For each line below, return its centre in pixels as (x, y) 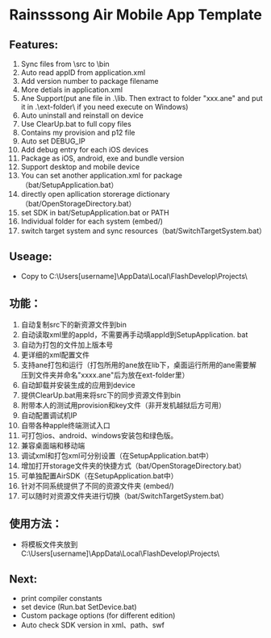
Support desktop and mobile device (80, 167)
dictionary (153, 194)
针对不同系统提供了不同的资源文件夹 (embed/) (97, 486)
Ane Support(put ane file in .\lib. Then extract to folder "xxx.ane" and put (142, 98)
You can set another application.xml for (86, 175)
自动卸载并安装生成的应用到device (78, 385)
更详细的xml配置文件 (55, 354)
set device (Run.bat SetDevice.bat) (79, 607)
